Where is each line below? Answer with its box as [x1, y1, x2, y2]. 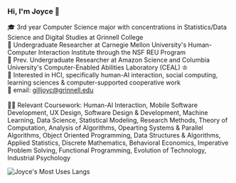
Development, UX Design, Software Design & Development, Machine [7, 109, 208, 117]
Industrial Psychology [7, 154, 71, 162]
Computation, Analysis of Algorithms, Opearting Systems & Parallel [7, 123, 204, 132]
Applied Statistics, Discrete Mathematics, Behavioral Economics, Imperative [7, 138, 229, 148]
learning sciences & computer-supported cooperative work [7, 78, 181, 87]
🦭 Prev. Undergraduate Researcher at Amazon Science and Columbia [7, 56, 210, 65]
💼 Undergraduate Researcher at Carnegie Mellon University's [7, 40, 187, 49]
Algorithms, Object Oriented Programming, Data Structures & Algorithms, [7, 131, 221, 140]
